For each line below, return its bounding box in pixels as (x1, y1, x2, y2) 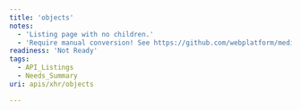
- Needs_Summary (17, 72, 78, 80)
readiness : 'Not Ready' (9, 47, 99, 55)
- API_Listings (17, 63, 74, 72)
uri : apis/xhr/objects (9, 80, 94, 89)
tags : (9, 55, 30, 63)
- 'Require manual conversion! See (17, 38, 150, 47)
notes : (9, 21, 34, 30)
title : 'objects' (9, 13, 74, 22)
